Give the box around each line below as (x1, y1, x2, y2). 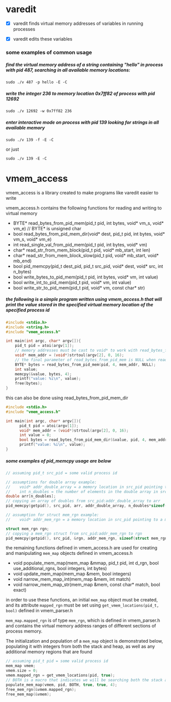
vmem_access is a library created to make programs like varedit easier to (6, 189, 159, 196)
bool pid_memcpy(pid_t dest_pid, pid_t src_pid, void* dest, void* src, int (13, 263, 163, 269)
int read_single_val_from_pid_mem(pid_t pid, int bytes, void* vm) (13, 241, 148, 248)
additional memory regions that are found (6, 649, 93, 655)
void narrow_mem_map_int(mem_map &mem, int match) (13, 576, 131, 582)
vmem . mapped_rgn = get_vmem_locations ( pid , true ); (6, 673, 115, 678)
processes (13, 26, 36, 32)
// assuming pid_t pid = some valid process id (6, 658, 109, 664)
